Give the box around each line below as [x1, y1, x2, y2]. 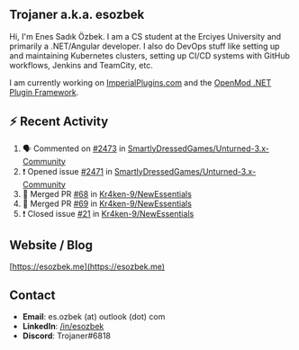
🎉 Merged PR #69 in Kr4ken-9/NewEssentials [22, 198, 192, 209]
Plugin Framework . [9, 86, 79, 97]
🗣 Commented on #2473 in [22, 143, 126, 154]
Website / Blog [9, 238, 93, 253]
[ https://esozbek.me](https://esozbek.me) [9, 261, 165, 273]
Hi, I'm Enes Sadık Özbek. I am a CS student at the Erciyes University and [9, 31, 282, 41]
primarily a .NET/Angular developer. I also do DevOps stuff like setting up [9, 40, 280, 51]
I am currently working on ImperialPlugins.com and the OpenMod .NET [9, 76, 272, 88]
